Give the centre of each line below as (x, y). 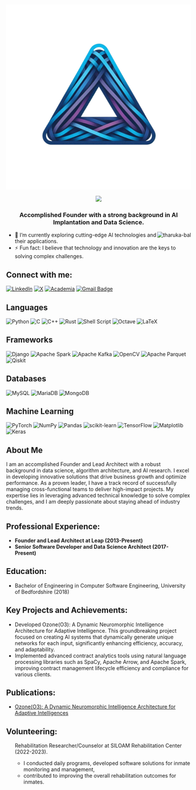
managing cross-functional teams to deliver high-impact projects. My (90, 489)
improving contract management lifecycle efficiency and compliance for (102, 668)
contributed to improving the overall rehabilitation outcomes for (100, 776)
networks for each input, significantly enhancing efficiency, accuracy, (99, 643)
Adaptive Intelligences (41, 713)
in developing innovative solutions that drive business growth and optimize (96, 477)
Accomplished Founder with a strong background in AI (99, 215)
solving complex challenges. (49, 256)
